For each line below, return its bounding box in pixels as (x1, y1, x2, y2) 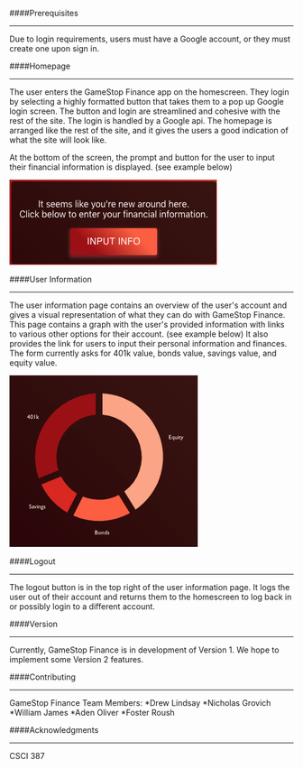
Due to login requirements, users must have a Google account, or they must (9, 33, 291, 44)
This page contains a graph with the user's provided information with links (9, 320, 286, 329)
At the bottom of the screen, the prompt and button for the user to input (9, 153, 275, 162)
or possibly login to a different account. (9, 601, 156, 612)
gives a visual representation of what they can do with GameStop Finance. (9, 310, 286, 320)
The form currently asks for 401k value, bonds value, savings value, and (9, 347, 277, 358)
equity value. (9, 357, 58, 368)
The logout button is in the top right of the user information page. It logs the (9, 582, 290, 592)
